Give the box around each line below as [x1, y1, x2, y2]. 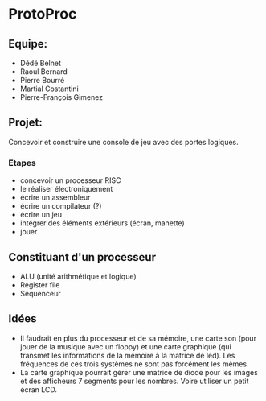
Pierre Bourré [19, 76, 65, 85]
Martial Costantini [19, 84, 79, 93]
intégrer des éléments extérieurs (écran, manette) [19, 218, 185, 228]
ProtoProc [8, 5, 77, 23]
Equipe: [8, 37, 48, 51]
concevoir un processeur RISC [19, 176, 121, 185]
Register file [19, 279, 60, 290]
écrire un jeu [19, 210, 63, 220]
